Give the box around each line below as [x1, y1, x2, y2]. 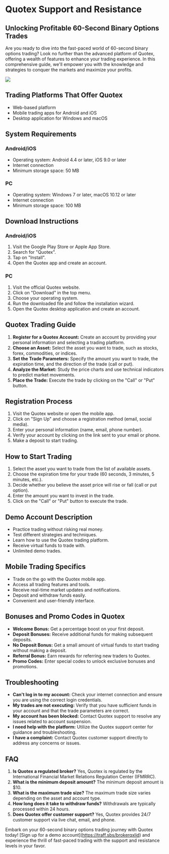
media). [12, 421, 29, 427]
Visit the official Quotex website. [12, 284, 80, 290]
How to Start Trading [5, 452, 72, 461]
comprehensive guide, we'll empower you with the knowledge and [5, 61, 144, 67]
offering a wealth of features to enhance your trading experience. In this [5, 56, 155, 62]
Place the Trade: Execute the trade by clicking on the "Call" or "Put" [12, 377, 155, 383]
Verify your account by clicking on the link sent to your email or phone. [12, 432, 160, 438]
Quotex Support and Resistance [5, 4, 142, 15]
